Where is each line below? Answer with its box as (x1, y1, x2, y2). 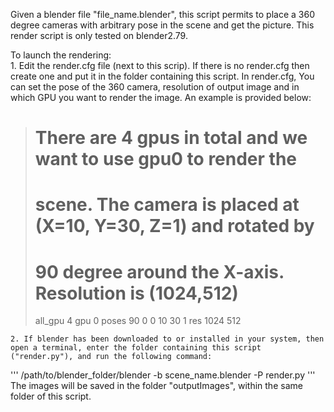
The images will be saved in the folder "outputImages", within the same (10, 380, 303, 392)
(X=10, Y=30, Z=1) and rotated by (34, 215, 315, 238)
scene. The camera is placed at (34, 194, 300, 216)
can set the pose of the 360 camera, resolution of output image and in (10, 81, 300, 93)
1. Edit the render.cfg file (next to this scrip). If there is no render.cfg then (10, 60, 310, 71)
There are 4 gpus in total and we (34, 127, 308, 149)
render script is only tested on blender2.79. (10, 30, 188, 41)
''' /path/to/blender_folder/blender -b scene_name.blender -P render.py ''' (10, 369, 316, 381)
